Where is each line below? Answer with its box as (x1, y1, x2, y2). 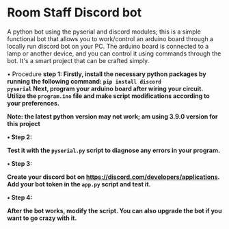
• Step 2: (7, 132, 33, 141)
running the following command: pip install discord (7, 77, 162, 85)
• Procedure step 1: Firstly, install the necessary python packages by (7, 70, 206, 78)
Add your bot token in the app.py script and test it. (7, 180, 151, 188)
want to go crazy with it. (7, 214, 77, 222)
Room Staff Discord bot (7, 5, 142, 21)
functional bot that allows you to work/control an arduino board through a (7, 34, 214, 43)
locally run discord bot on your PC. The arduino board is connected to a (7, 42, 209, 50)
